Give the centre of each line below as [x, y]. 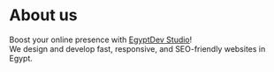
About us [43, 15]
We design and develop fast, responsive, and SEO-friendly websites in [137, 48]
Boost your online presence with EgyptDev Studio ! [101, 40]
